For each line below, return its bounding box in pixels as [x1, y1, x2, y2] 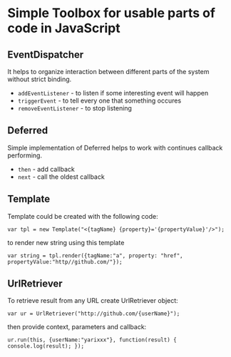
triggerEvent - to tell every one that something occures [17, 96, 182, 105]
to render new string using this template [7, 238, 125, 247]
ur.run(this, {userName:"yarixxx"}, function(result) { [7, 336, 177, 343]
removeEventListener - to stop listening [17, 104, 132, 112]
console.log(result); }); [7, 343, 84, 350]
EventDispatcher [7, 48, 84, 61]
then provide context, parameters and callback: [7, 323, 147, 331]
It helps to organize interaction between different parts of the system [7, 68, 210, 76]
